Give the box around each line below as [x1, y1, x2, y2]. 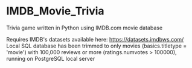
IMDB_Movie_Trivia [6, 4, 104, 18]
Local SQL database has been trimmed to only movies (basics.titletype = [6, 42, 187, 49]
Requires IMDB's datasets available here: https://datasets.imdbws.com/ [6, 36, 184, 43]
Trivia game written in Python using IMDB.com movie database [6, 24, 163, 31]
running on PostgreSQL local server [6, 55, 95, 62]
